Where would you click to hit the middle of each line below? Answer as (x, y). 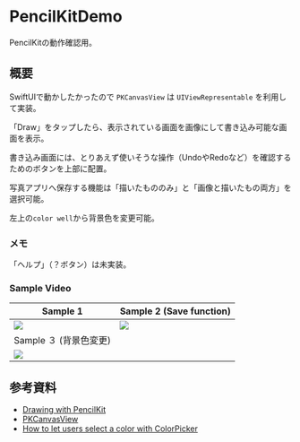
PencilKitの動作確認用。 (53, 42)
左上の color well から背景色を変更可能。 (84, 218)
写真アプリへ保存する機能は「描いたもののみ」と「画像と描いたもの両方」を (150, 187)
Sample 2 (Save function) (175, 311)
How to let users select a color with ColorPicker (110, 429)
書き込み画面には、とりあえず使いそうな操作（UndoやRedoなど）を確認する (150, 157)
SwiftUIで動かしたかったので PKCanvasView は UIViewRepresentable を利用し (148, 97)
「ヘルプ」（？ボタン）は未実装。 (68, 264)
